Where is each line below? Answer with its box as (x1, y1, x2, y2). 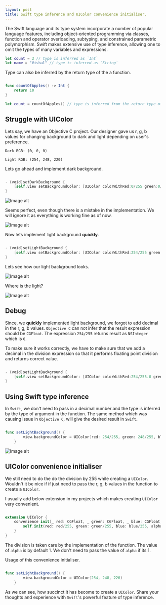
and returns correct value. (5, 355, 58, 361)
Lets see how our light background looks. (5, 263, 89, 269)
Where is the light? (5, 283, 43, 289)
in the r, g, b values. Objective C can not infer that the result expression (5, 325, 151, 331)
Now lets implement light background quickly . (5, 232, 99, 238)
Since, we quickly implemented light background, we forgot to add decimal (5, 320, 159, 326)
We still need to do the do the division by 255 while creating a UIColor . (5, 475, 149, 481)
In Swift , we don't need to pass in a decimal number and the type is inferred (5, 406, 161, 412)
